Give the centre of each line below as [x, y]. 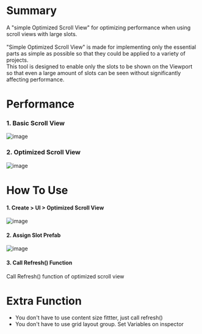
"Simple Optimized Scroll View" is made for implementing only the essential [101, 47]
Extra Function [44, 301]
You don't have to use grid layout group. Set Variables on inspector [99, 324]
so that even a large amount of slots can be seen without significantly [94, 73]
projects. [17, 60]
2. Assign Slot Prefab [34, 235]
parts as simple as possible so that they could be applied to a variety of [96, 53]
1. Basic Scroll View [36, 123]
